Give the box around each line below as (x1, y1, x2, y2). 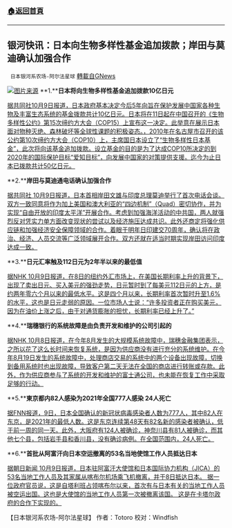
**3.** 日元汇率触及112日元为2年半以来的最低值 (7, 258, 143, 266)
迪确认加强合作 (7, 52, 71, 64)
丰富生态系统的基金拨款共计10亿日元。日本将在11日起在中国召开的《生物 (19, 110, 224, 118)
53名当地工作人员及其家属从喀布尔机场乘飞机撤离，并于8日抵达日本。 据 (7, 473, 214, 481)
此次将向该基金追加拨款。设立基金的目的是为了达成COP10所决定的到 (21, 144, 217, 153)
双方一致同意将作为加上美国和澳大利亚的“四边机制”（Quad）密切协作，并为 (7, 200, 222, 208)
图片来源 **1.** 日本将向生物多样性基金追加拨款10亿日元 (14, 86, 174, 95)
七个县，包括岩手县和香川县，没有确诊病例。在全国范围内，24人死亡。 (12, 435, 215, 443)
